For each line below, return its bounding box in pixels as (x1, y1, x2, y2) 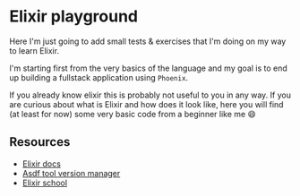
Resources (9, 134, 71, 149)
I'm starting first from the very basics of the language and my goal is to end (9, 63, 288, 73)
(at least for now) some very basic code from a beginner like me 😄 (9, 108, 257, 119)
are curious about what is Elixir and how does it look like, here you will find (9, 98, 284, 109)
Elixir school (21, 177, 68, 188)
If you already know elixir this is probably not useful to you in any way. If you (9, 89, 291, 100)
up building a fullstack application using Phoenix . (9, 72, 189, 82)
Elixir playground (9, 6, 139, 27)
